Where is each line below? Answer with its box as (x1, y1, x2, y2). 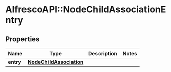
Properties (5, 35, 40, 43)
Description (88, 50, 117, 57)
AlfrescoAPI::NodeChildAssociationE (5, 4, 166, 15)
